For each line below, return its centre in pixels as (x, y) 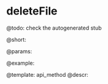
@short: (16, 39)
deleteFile (32, 11)
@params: (19, 51)
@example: (20, 63)
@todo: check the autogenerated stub (54, 28)
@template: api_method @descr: (47, 74)
